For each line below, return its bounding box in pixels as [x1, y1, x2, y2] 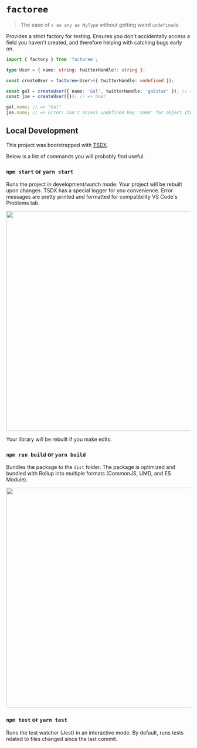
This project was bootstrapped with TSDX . [6, 141, 108, 148]
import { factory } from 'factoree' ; [6, 56, 98, 62]
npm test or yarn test [6, 716, 67, 724]
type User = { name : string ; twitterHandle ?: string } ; [6, 67, 145, 73]
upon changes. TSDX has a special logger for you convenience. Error [6, 187, 174, 194]
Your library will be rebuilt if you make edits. [6, 436, 113, 443]
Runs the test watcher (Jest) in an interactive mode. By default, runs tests [6, 729, 184, 736]
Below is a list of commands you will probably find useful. [6, 152, 145, 159]
